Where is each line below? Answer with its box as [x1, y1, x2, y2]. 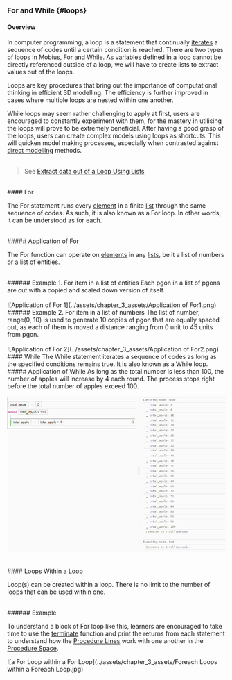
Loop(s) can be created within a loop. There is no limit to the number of [7, 580, 211, 588]
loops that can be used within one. [7, 588, 106, 596]
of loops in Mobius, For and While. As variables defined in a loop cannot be [7, 53, 222, 61]
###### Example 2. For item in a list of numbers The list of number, [7, 308, 200, 317]
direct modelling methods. [7, 147, 82, 155]
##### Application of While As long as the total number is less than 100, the [7, 367, 224, 376]
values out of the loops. [7, 68, 75, 76]
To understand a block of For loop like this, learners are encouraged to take [7, 622, 223, 630]
